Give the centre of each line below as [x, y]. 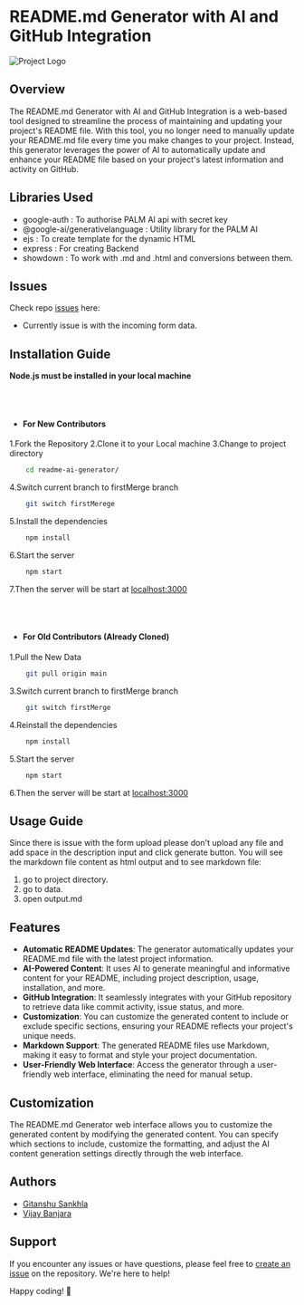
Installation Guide [60, 354]
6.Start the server [42, 555]
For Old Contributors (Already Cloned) [96, 637]
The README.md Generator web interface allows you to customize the [141, 1125]
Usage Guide [47, 821]
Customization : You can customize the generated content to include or [156, 1017]
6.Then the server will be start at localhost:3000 [99, 792]
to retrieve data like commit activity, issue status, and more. [133, 1007]
